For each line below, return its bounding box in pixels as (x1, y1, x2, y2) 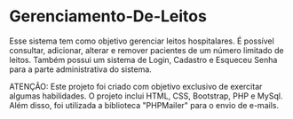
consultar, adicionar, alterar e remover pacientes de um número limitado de (9, 44, 284, 55)
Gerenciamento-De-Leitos (9, 6, 207, 27)
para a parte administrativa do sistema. (9, 64, 153, 75)
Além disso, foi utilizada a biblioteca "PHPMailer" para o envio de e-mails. (9, 99, 280, 110)
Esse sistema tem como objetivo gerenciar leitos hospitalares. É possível (9, 36, 275, 46)
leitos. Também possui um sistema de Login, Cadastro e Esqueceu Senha (9, 54, 278, 65)
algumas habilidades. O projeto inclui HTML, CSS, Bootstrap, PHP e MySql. (9, 91, 283, 101)
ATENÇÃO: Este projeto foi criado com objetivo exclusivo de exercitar (9, 81, 263, 91)
